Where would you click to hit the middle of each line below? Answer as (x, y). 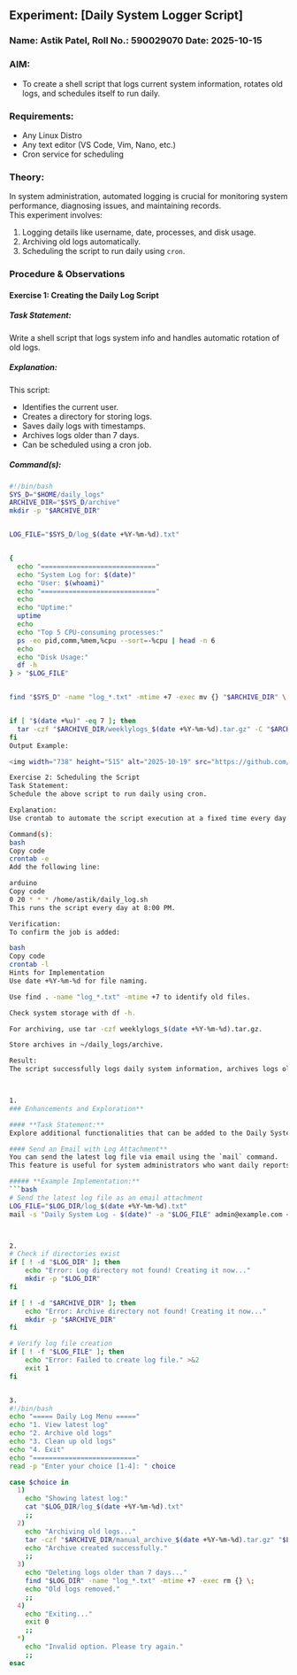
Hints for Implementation (57, 973)
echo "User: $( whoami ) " (61, 583)
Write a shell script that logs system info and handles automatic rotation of (145, 337)
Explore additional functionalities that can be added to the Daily (138, 1133)
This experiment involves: (56, 215)
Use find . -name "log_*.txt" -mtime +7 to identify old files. (130, 997)
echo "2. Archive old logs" (61, 1433)
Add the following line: (55, 868)
